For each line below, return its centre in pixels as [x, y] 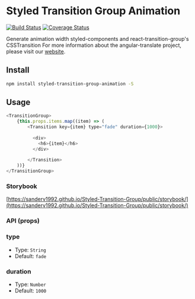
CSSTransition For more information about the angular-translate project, [94, 45]
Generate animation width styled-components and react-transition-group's [97, 39]
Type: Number [30, 284]
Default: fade [30, 256]
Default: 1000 [30, 290]
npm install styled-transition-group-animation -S [70, 84]
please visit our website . [36, 51]
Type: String [30, 250]
